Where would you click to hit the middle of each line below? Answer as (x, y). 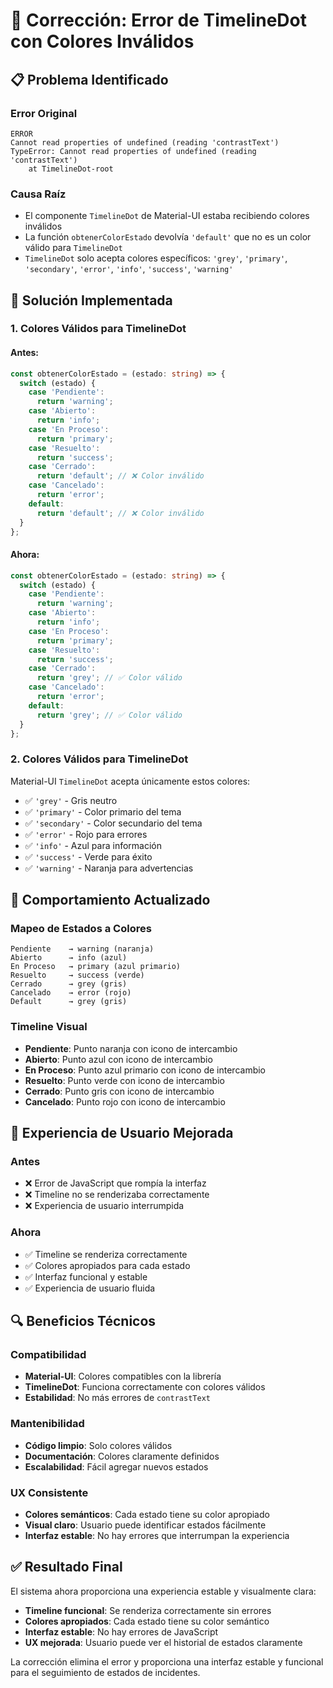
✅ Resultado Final (66, 1567)
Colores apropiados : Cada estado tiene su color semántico (147, 1621)
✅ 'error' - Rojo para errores (86, 834)
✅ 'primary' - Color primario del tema (103, 811)
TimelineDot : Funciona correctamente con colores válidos (145, 1387)
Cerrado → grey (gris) (69, 984)
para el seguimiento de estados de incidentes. (105, 1672)
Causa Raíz (38, 194)
